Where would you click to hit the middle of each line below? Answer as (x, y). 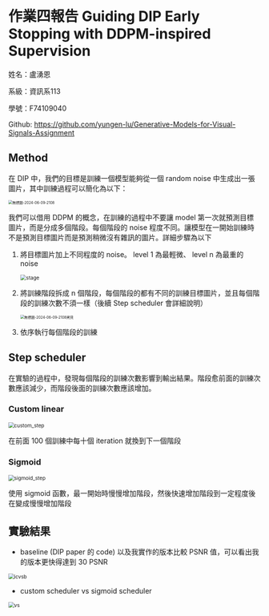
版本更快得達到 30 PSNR (67, 562)
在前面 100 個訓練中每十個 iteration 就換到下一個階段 (95, 441)
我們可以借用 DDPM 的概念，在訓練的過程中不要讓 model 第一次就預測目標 (131, 217)
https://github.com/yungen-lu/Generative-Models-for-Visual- (135, 124)
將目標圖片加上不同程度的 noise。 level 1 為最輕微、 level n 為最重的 (132, 254)
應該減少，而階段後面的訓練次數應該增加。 (85, 388)
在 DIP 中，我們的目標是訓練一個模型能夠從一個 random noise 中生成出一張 (132, 178)
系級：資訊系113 (35, 91)
